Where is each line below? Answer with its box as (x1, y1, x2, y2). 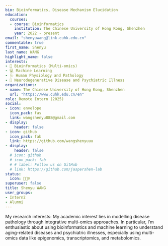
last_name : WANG (5, 49, 39, 54)
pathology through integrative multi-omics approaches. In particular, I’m (5, 219, 154, 225)
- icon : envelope (5, 106, 42, 111)
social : (5, 101, 22, 106)
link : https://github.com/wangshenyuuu (10, 139, 94, 144)
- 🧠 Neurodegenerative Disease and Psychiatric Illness (5, 78, 125, 83)
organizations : (5, 82, 37, 87)
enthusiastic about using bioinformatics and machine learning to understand (5, 224, 163, 230)
